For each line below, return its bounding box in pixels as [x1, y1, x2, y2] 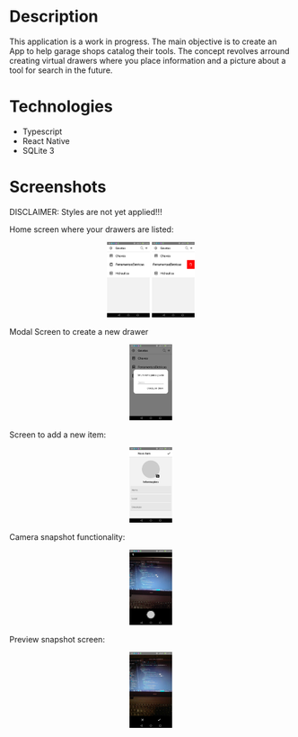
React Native [22, 135, 70, 146]
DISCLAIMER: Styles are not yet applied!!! [9, 206, 163, 217]
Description [9, 6, 99, 27]
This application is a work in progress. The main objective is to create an [9, 36, 277, 47]
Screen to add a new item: [9, 429, 106, 440]
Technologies [9, 96, 114, 117]
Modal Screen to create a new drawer [9, 327, 149, 337]
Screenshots [9, 177, 107, 197]
